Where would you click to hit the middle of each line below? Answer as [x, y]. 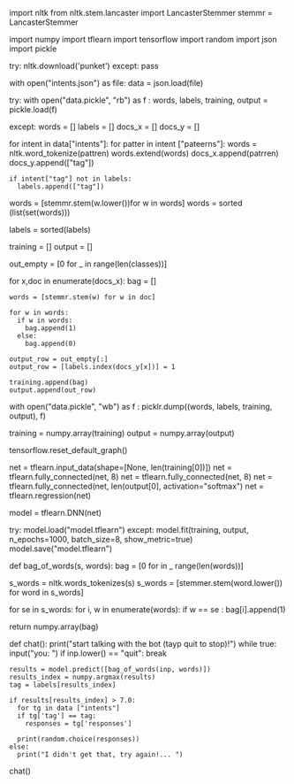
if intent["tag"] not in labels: [71, 179]
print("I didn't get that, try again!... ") [100, 755]
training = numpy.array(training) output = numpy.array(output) [122, 433]
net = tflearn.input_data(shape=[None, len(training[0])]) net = [121, 467]
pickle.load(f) [33, 109]
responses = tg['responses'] [79, 724]
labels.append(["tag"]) [60, 187]
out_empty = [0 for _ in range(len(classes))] [88, 264]
